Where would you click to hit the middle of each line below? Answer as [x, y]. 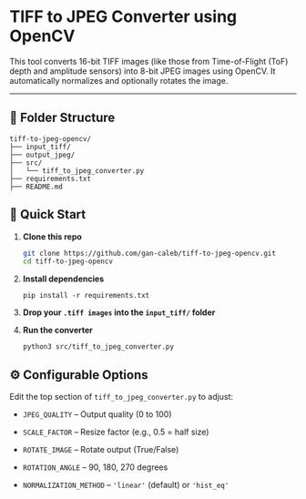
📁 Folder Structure [62, 118]
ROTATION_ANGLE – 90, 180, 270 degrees [95, 467]
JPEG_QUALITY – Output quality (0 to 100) [97, 414]
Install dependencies [63, 279]
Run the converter [58, 331]
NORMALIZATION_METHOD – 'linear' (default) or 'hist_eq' [126, 485]
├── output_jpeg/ [42, 155]
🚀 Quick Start [48, 214]
